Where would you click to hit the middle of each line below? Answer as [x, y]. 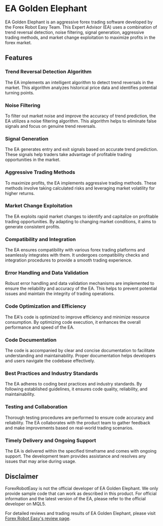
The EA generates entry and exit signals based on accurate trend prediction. [81, 149]
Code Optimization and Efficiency [46, 306]
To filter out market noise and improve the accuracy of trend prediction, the [81, 116]
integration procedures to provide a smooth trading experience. [69, 260]
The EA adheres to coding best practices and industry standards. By [73, 384]
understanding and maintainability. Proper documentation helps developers [81, 356]
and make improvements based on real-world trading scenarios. [69, 428]
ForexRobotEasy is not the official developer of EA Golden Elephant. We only [82, 488]
